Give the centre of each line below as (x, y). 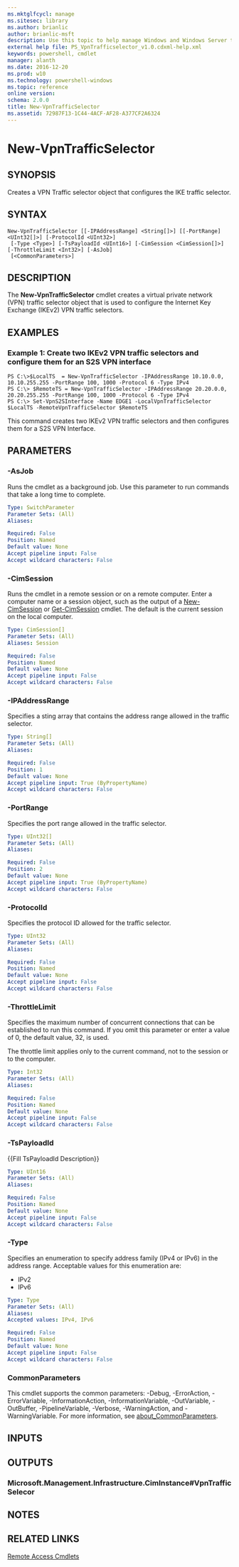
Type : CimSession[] (36, 630)
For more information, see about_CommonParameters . (139, 1416)
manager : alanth (31, 61)
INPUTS (25, 1438)
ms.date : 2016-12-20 (38, 67)
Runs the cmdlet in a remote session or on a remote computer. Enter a (110, 594)
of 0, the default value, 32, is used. (58, 1038)
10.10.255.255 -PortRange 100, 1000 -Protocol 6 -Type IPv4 (99, 383)
